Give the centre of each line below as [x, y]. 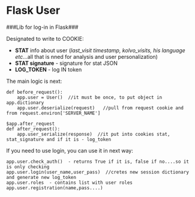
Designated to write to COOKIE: [45, 38]
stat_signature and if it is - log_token [59, 139]
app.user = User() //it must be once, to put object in [90, 97]
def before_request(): [34, 92]
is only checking [28, 167]
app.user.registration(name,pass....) [55, 188]
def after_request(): [33, 129]
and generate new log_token [41, 177]
